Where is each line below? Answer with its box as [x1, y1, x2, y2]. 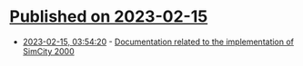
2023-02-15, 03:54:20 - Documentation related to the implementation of [22, 36, 294, 47]
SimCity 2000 [22, 45, 75, 56]
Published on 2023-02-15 [9, 6, 208, 27]
